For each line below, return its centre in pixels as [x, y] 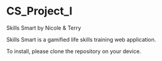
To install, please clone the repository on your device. [74, 51]
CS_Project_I [39, 11]
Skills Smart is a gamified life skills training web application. [81, 39]
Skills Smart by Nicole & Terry [44, 28]
